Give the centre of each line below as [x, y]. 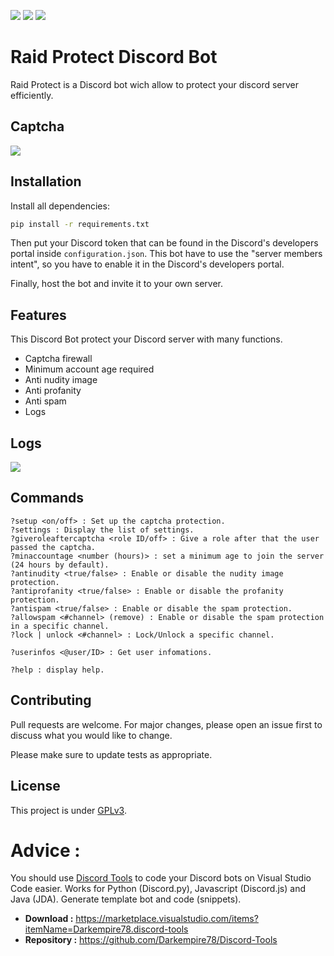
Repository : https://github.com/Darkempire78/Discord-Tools [151, 940]
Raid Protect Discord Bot [114, 57]
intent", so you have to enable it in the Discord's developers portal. [147, 264]
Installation [46, 181]
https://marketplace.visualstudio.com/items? [167, 919]
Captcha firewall [58, 359]
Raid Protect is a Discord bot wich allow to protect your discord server [155, 84]
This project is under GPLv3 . [68, 810]
